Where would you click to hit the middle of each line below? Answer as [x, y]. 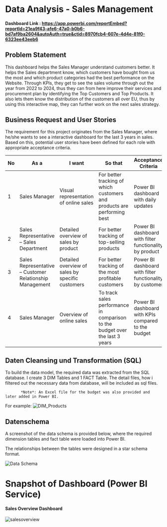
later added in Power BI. [32, 397]
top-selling [112, 242]
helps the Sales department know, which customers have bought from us [80, 72]
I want [77, 163]
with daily [145, 200]
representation [77, 197]
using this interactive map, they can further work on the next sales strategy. [83, 104]
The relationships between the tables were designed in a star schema [76, 449]
